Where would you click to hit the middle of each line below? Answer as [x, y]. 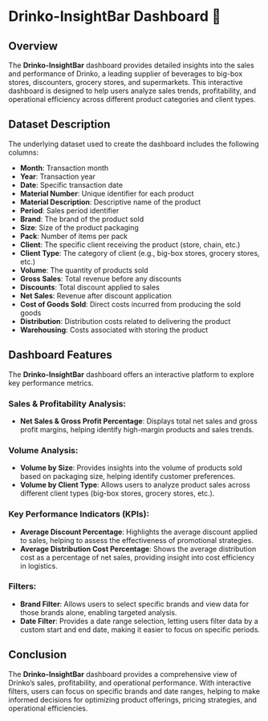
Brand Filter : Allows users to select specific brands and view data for [134, 604]
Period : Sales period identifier [69, 210]
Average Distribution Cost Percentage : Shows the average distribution [138, 549]
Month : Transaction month [64, 168]
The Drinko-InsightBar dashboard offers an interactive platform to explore [131, 374]
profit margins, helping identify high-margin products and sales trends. [137, 429]
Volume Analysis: [43, 450]
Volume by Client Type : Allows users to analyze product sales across [135, 485]
